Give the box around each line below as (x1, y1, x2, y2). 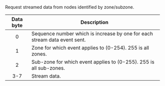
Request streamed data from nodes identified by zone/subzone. (5, 4, 134, 10)
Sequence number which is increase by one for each (31, 30, 153, 37)
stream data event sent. (31, 36, 86, 43)
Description (80, 19, 109, 26)
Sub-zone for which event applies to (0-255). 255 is (31, 58, 155, 65)
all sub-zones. (31, 65, 65, 71)
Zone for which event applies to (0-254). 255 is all (31, 44, 149, 51)
